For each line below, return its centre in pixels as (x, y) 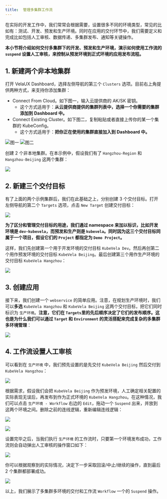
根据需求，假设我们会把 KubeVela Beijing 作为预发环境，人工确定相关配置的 (83, 391)
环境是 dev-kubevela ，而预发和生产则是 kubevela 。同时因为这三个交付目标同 (83, 231)
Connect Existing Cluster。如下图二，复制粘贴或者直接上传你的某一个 (83, 120)
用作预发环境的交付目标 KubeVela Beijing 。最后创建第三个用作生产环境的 (84, 254)
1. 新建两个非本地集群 (38, 71)
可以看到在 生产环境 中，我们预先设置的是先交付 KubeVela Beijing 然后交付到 (83, 364)
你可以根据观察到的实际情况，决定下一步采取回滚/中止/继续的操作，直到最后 (83, 465)
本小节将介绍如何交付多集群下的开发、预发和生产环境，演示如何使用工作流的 (83, 47)
